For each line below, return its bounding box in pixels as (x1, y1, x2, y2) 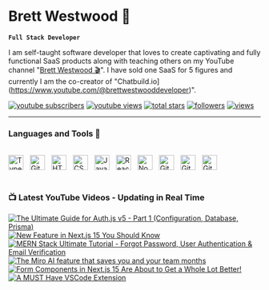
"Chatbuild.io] (114, 76, 160, 86)
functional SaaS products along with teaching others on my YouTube (8, 56, 235, 66)
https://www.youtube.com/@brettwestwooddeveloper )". (10, 85, 196, 94)
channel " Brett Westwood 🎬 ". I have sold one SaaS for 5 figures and (8, 65, 233, 74)
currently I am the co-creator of (8, 76, 113, 86)
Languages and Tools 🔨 (8, 128, 101, 139)
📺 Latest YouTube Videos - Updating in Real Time (8, 192, 205, 203)
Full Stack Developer (8, 34, 81, 42)
